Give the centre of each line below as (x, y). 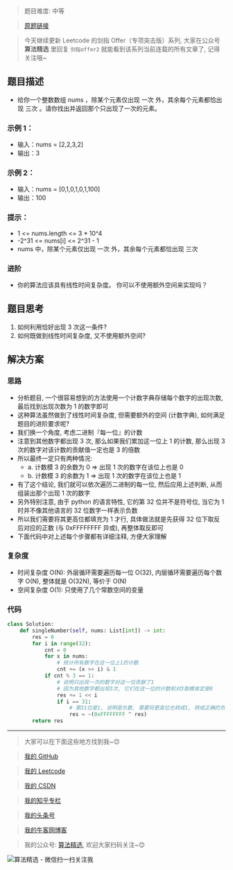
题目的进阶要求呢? (43, 423)
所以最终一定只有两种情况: (54, 458)
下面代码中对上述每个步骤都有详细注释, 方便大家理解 (92, 536)
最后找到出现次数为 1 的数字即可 (63, 406)
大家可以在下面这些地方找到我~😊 (72, 742)
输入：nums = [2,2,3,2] (50, 144)
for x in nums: (66, 656)
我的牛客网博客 (45, 830)
